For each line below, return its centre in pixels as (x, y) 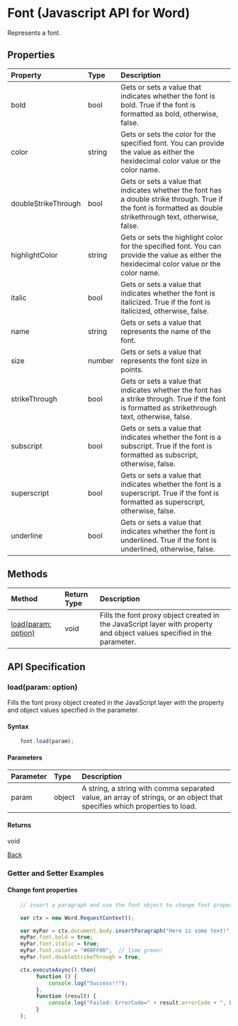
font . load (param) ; (47, 741)
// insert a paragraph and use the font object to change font (115, 905)
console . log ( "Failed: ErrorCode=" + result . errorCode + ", (137, 1003)
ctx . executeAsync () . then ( (58, 970)
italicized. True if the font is (165, 302)
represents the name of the (165, 331)
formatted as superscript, (163, 502)
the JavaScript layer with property (156, 624)
